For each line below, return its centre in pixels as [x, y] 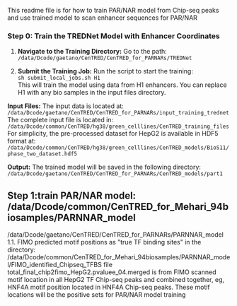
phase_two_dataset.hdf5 [42, 154]
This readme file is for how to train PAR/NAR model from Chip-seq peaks [113, 10]
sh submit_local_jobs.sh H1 [59, 78]
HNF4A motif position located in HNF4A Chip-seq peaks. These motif [109, 287]
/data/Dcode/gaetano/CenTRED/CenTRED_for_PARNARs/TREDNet [105, 58]
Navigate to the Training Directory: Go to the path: [92, 52]
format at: [22, 141]
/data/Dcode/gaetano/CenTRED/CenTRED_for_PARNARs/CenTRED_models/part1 [115, 174]
